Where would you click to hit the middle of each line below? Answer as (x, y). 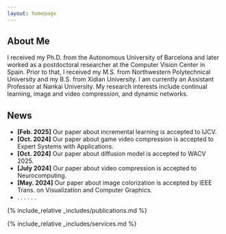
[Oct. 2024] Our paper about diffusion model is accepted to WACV (112, 154)
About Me (28, 41)
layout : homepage (32, 13)
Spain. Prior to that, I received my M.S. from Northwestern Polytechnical (109, 72)
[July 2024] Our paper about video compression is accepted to (107, 168)
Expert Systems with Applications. (65, 146)
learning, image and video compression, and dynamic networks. (98, 94)
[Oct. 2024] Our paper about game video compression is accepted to (115, 139)
